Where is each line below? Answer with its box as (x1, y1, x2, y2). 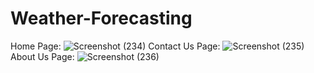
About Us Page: (10, 50, 75, 62)
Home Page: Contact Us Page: (10, 40, 221, 52)
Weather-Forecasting (10, 7, 193, 30)
